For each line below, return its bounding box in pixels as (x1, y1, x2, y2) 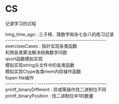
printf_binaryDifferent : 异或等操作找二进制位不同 (5, 86, 107, 92)
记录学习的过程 (5, 20, 36, 26)
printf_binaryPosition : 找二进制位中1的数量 (5, 92, 94, 99)
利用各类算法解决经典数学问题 (5, 49, 67, 55)
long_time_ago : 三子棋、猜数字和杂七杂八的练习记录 (5, 31, 114, 37)
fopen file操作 (5, 75, 34, 81)
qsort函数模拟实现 (5, 55, 43, 61)
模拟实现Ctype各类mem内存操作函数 (5, 68, 82, 74)
